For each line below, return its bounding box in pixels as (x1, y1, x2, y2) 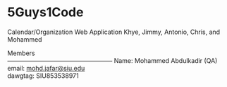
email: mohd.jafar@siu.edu (7, 64, 85, 72)
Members (7, 49, 35, 57)
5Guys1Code (7, 4, 84, 21)
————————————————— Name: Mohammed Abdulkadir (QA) (7, 56, 218, 64)
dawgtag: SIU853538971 (7, 71, 79, 80)
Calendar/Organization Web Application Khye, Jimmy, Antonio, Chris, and (7, 28, 221, 36)
